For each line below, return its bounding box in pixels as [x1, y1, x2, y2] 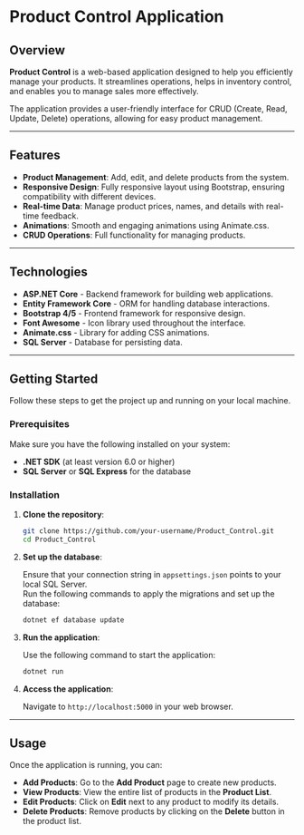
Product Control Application [9, 6, 224, 27]
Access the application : [22, 683, 114, 694]
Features [9, 148, 61, 163]
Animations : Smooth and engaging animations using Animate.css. [22, 219, 270, 230]
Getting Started [9, 372, 99, 387]
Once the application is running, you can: [9, 760, 163, 771]
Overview [9, 43, 66, 58]
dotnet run [22, 666, 64, 676]
